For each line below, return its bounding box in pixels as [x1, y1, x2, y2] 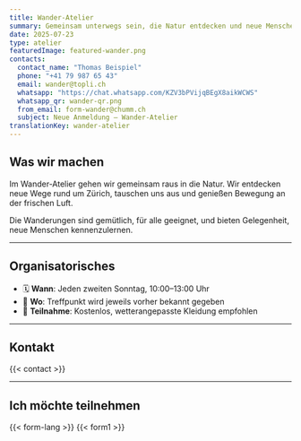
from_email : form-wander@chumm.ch [17, 105, 146, 114]
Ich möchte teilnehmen [9, 398, 141, 413]
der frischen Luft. [9, 197, 73, 208]
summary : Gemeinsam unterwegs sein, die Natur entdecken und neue [9, 22, 262, 30]
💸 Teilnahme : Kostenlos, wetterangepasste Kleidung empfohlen [21, 306, 258, 316]
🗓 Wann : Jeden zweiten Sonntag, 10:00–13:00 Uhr [21, 283, 211, 294]
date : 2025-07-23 [9, 30, 74, 39]
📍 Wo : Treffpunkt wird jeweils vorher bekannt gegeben [21, 296, 226, 307]
